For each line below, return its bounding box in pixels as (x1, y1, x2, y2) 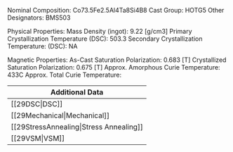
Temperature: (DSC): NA (7, 42, 78, 50)
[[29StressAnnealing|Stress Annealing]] (11, 122, 144, 132)
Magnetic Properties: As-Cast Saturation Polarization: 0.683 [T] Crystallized (7, 56, 227, 64)
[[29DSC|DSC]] (11, 99, 63, 108)
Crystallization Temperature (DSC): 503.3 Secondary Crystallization (7, 34, 203, 43)
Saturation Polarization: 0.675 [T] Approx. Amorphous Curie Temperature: (7, 63, 220, 71)
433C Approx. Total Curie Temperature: (7, 70, 121, 79)
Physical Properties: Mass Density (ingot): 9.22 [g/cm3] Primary (7, 27, 192, 35)
